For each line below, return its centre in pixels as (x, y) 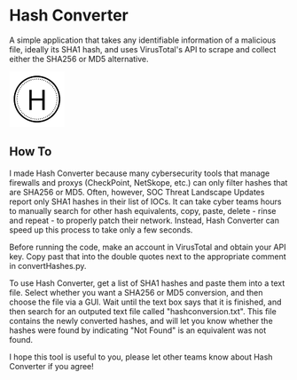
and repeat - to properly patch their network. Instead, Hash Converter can (144, 220)
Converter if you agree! (52, 366)
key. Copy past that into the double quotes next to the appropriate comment (148, 256)
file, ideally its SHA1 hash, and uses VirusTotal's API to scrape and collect (143, 49)
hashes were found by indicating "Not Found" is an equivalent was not (138, 330)
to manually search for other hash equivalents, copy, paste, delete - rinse (143, 210)
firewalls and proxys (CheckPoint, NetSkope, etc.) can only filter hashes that (148, 182)
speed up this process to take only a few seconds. (101, 230)
